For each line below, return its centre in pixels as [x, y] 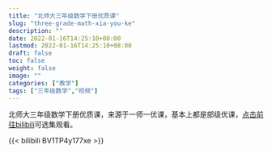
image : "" [25, 76]
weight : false [32, 68]
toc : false [27, 61]
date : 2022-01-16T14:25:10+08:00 [65, 38]
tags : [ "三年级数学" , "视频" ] [53, 91]
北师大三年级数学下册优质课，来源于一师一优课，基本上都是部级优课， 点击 [132, 114]
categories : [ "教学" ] [44, 83]
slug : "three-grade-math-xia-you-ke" [72, 23]
